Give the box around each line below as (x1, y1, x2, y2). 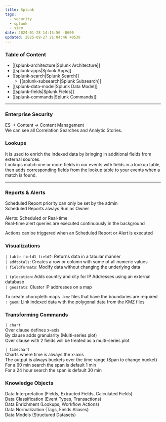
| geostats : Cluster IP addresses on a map (5, 284, 92, 290)
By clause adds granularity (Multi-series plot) (5, 332, 97, 338)
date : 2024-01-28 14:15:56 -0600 (5, 30, 74, 35)
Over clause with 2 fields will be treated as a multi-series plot (5, 337, 130, 343)
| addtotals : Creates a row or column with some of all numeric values (5, 259, 148, 265)
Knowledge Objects (5, 379, 53, 386)
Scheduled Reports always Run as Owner (5, 206, 89, 212)
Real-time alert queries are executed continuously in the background (5, 221, 145, 227)
